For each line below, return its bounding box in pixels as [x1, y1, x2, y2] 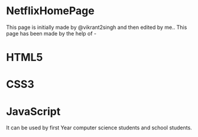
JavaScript [6, 105, 61, 118]
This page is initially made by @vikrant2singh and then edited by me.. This [6, 24, 187, 31]
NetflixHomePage [6, 4, 95, 18]
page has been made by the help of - [6, 30, 96, 37]
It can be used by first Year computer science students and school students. [6, 124, 192, 131]
